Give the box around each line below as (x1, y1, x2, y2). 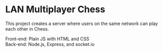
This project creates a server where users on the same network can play (5, 20, 158, 27)
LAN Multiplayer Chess (5, 4, 106, 15)
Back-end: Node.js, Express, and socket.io (5, 41, 95, 47)
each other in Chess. (5, 25, 50, 32)
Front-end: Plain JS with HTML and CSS (5, 36, 89, 42)
